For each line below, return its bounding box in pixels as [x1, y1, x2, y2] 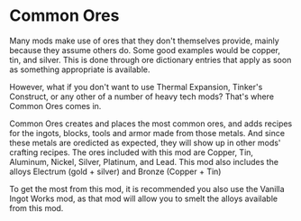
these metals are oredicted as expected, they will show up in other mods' [9, 137, 281, 148]
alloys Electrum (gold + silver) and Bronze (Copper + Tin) [9, 166, 222, 177]
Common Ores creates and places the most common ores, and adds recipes [9, 118, 293, 129]
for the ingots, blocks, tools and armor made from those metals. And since [9, 127, 286, 138]
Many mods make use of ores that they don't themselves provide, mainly [9, 35, 279, 46]
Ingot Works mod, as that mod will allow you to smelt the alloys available [9, 193, 278, 204]
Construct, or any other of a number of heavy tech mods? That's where [9, 91, 275, 102]
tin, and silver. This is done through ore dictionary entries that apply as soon [9, 54, 292, 65]
